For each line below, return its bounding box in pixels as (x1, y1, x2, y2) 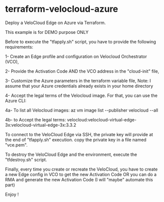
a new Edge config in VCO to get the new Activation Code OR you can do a (5, 171, 157, 177)
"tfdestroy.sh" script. (5, 156, 48, 163)
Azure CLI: (5, 97, 27, 104)
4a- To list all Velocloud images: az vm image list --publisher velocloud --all (5, 107, 159, 113)
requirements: (5, 44, 33, 50)
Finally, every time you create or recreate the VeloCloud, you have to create (5, 166, 158, 172)
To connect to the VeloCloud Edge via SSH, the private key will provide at (5, 131, 153, 137)
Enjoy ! (5, 191, 19, 197)
